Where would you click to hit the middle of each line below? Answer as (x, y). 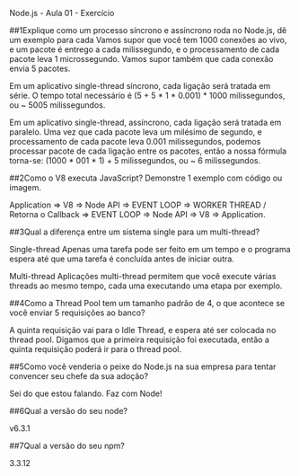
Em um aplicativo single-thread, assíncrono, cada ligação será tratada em (145, 122)
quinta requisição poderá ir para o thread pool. (96, 349)
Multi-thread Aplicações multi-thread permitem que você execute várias (143, 276)
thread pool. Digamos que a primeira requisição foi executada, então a (139, 339)
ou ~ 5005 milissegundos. (57, 105)
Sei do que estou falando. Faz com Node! (86, 393)
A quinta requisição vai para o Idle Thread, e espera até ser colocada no (143, 330)
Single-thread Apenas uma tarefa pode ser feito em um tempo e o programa (150, 249)
